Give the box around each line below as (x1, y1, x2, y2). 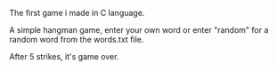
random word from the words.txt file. (9, 35, 144, 44)
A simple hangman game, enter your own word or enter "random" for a (9, 25, 269, 35)
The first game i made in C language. (9, 8, 145, 18)
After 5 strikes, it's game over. (9, 51, 119, 61)
